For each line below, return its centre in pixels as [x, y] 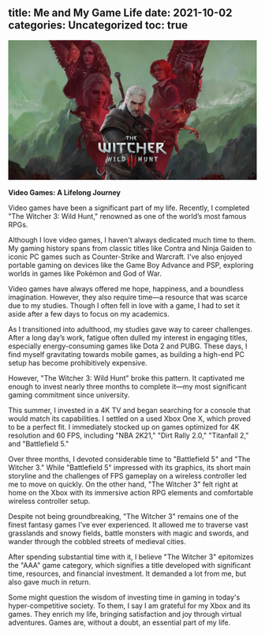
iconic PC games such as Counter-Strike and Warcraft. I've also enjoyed [125, 257]
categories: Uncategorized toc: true [98, 26]
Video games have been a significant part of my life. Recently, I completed [129, 208]
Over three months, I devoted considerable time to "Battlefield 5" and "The [129, 459]
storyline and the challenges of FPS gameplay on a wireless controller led [127, 476]
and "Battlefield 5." [39, 444]
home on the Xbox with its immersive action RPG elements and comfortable [131, 493]
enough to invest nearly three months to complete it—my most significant [127, 387]
